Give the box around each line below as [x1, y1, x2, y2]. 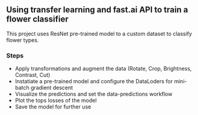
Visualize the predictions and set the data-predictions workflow [14, 90, 173, 98]
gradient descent [31, 84, 73, 92]
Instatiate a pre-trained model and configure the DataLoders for [14, 78, 173, 85]
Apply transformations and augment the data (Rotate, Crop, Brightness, [14, 65, 192, 72]
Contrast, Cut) [14, 71, 51, 78]
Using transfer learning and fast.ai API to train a [6, 5, 188, 15]
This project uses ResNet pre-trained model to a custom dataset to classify [6, 30, 193, 37]
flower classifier [6, 14, 69, 25]
